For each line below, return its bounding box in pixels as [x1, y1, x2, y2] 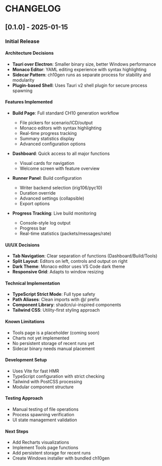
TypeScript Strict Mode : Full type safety [12, 291, 96, 297]
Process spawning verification [12, 411, 74, 417]
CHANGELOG [5, 3, 61, 14]
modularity [12, 77, 35, 83]
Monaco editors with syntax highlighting [19, 125, 102, 131]
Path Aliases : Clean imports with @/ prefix [12, 297, 100, 303]
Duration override [19, 190, 56, 196]
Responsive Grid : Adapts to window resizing [12, 269, 104, 275]
